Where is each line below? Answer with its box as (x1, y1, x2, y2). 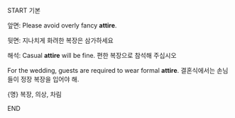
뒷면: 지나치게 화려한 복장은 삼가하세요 (7, 36, 114, 45)
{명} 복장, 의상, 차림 (7, 90, 62, 98)
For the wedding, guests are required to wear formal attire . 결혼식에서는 (7, 66, 215, 74)
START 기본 (7, 6, 41, 14)
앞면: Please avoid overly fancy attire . (7, 21, 117, 30)
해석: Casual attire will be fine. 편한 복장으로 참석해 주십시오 (7, 52, 177, 59)
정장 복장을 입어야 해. (20, 75, 80, 83)
